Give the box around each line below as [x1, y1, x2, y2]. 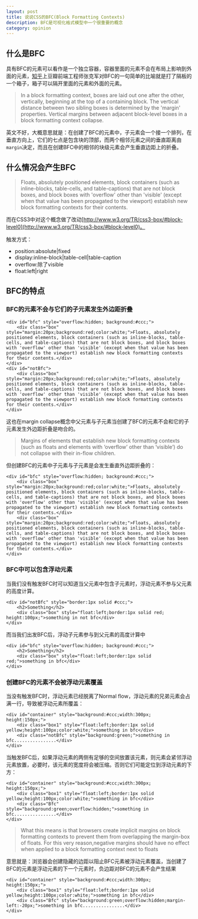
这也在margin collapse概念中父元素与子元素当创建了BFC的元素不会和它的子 [6, 418, 190, 425]
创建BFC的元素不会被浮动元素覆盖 [6, 678, 103, 686]
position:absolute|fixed [14, 247, 71, 254]
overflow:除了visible [14, 261, 64, 268]
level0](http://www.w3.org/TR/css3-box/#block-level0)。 [6, 223, 146, 230]
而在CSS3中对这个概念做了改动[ [6, 216, 84, 223]
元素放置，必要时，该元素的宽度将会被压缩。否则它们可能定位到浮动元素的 [6, 762, 187, 769]
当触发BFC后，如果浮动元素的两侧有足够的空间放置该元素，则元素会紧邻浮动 [6, 754, 192, 761]
